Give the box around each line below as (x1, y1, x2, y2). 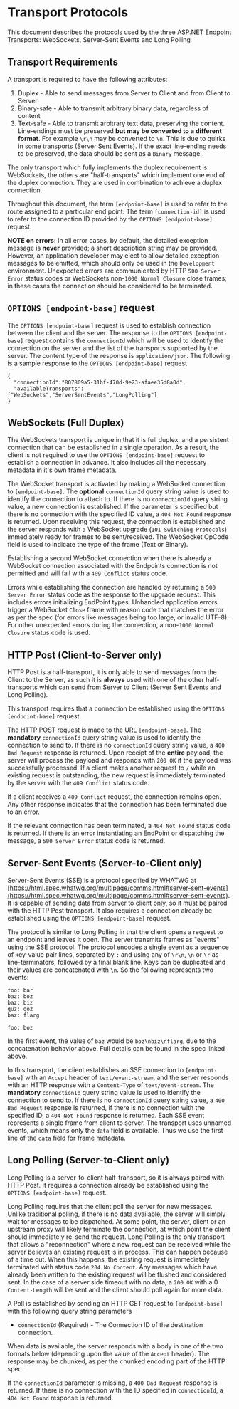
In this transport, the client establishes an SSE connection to (7, 1066, 184, 1074)
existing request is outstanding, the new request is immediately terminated (7, 771, 226, 780)
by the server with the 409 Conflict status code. (7, 779, 149, 787)
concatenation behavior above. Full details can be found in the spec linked (7, 1044, 225, 1052)
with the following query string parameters (7, 1306, 132, 1315)
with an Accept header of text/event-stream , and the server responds (24, 1073, 229, 1081)
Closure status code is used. (7, 628, 91, 637)
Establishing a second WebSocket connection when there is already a (7, 554, 212, 562)
